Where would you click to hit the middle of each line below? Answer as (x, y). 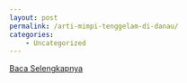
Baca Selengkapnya (46, 69)
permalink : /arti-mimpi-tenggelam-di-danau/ (94, 26)
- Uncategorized (56, 43)
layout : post (34, 18)
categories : (31, 34)
